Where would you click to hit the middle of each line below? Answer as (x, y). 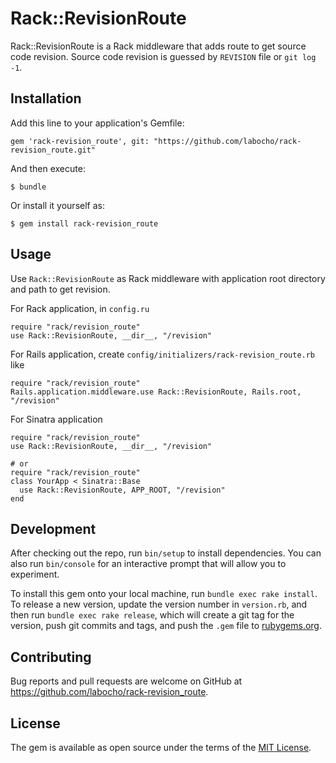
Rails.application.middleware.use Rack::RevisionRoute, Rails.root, (156, 392)
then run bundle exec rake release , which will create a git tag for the (152, 615)
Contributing (51, 657)
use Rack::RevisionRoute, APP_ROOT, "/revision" (122, 490)
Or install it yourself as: (57, 205)
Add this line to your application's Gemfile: (97, 123)
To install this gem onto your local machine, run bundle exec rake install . (164, 594)
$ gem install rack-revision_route (84, 223)
